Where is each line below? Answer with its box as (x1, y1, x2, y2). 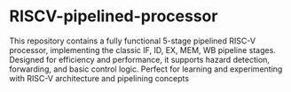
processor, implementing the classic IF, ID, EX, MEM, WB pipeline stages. (9, 44, 277, 55)
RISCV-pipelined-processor (9, 6, 218, 27)
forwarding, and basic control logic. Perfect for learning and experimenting (9, 64, 283, 74)
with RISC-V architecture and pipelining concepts (9, 73, 189, 83)
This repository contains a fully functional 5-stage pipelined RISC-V (9, 35, 256, 46)
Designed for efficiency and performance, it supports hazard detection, (9, 54, 271, 65)
